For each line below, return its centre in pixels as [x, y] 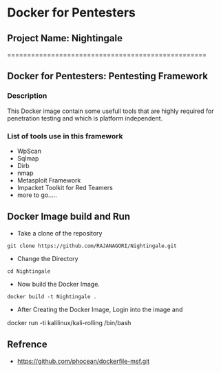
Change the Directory [48, 258]
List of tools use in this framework [65, 136]
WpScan [29, 151]
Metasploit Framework [49, 180]
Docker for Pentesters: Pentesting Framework [108, 76]
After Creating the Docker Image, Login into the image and [100, 309]
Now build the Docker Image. [58, 284]
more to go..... [37, 195]
